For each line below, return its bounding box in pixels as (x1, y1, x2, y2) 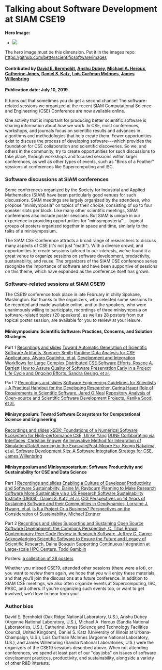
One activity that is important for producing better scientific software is (5, 117, 147, 123)
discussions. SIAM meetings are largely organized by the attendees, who (5, 197, 150, 203)
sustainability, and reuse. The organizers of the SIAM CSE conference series (5, 258, 157, 264)
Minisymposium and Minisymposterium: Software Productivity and (5, 464, 143, 470)
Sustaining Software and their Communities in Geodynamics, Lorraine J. (5, 501, 148, 507)
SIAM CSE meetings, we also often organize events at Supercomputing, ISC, (5, 580, 157, 586)
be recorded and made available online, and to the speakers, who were (5, 302, 147, 308)
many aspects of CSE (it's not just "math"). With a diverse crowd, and (5, 243, 144, 248)
